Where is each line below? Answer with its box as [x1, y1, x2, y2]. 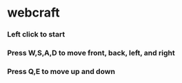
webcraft [7, 5, 60, 21]
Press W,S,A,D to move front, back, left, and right [7, 48, 175, 58]
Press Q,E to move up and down [7, 66, 116, 76]
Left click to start [7, 30, 65, 39]
